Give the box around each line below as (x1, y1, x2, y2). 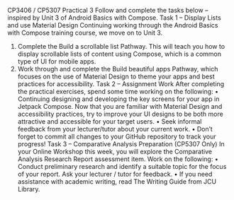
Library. (17, 185, 40, 193)
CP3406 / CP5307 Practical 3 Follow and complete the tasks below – (7, 6, 208, 14)
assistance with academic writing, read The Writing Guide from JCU (17, 177, 217, 186)
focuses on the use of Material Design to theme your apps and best (17, 72, 215, 81)
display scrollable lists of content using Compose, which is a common (17, 49, 222, 58)
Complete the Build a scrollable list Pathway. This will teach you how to (17, 42, 225, 50)
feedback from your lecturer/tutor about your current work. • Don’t (17, 125, 213, 133)
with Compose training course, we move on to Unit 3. (7, 28, 163, 37)
